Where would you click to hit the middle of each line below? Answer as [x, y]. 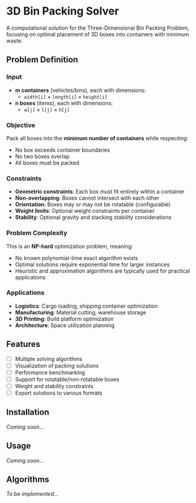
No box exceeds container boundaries [62, 150]
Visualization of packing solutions [57, 365]
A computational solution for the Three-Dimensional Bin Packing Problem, [98, 28]
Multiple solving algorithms [49, 359]
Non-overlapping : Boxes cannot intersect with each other [87, 198]
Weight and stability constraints [54, 386]
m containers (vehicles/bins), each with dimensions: [80, 90]
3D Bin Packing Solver [63, 11]
